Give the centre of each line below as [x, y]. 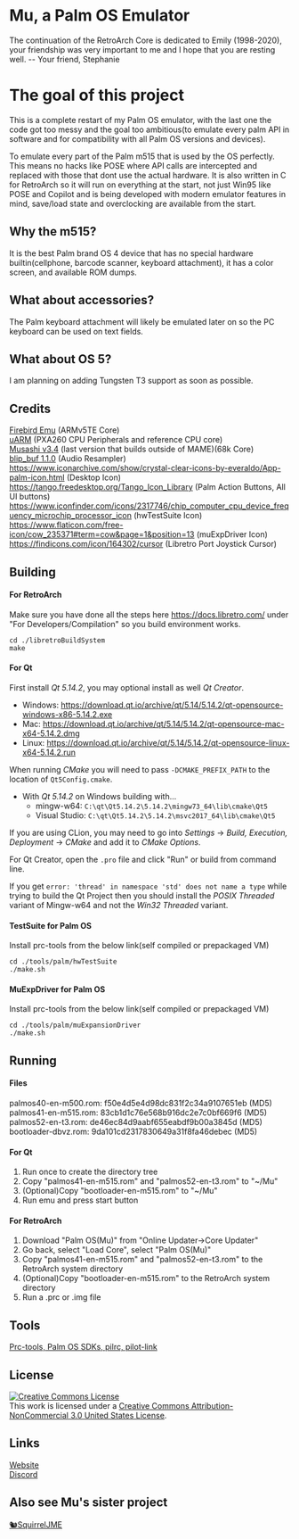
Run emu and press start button [80, 1200]
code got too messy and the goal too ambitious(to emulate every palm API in [149, 129]
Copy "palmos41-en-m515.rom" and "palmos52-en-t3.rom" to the [142, 1260]
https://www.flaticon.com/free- [66, 525]
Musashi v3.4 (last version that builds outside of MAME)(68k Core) [132, 449]
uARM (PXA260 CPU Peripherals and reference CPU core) [116, 440]
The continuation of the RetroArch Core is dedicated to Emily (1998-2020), [145, 40]
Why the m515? [53, 232]
